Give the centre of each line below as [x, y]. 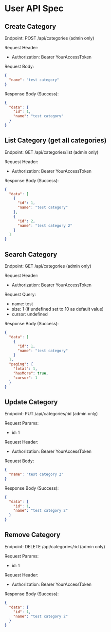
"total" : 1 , [25, 369]
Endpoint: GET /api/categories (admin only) [48, 266]
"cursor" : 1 [25, 378]
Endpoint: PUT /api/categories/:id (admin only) [51, 414]
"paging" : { [21, 364]
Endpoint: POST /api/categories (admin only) [49, 38]
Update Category [31, 402]
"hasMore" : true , [31, 373]
